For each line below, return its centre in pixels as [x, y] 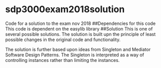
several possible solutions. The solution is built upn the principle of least [80, 34]
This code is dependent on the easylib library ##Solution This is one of [79, 28]
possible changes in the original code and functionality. [63, 40]
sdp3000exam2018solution [65, 9]
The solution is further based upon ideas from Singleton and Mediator [78, 49]
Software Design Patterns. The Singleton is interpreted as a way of [75, 55]
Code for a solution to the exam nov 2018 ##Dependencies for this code [80, 23]
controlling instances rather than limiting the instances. [63, 60]
